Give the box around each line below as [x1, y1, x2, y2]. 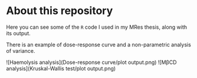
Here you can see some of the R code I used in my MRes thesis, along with [6, 23, 188, 30]
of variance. [6, 47, 35, 54]
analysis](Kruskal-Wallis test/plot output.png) [6, 65, 116, 72]
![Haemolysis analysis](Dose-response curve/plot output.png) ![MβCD [6, 59, 177, 66]
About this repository [6, 4, 113, 18]
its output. [6, 29, 31, 36]
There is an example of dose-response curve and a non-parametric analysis [6, 41, 192, 48]
